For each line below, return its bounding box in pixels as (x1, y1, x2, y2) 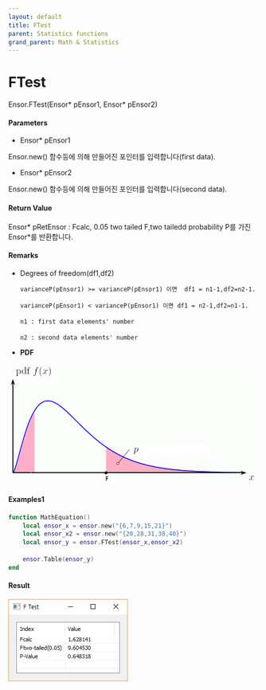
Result (8, 581, 30, 590)
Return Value (8, 203, 53, 213)
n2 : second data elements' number (19, 333, 139, 342)
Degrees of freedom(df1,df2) (19, 268, 115, 278)
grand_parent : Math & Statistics (8, 38, 119, 46)
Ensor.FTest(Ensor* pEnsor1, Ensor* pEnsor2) (8, 100, 158, 109)
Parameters (8, 118, 48, 127)
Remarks (8, 251, 39, 261)
